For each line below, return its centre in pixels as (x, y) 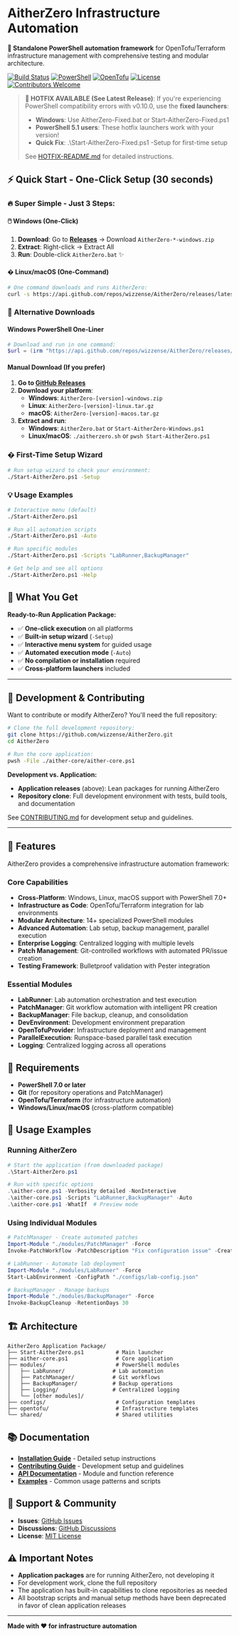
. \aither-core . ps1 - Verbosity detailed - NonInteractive (92, 1191)
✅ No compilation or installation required (79, 660)
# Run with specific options (51, 1185)
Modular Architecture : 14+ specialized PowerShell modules (106, 920)
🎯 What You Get (43, 597)
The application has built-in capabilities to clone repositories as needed (122, 1590)
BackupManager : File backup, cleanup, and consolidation (103, 1015)
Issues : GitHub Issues (50, 1520)
